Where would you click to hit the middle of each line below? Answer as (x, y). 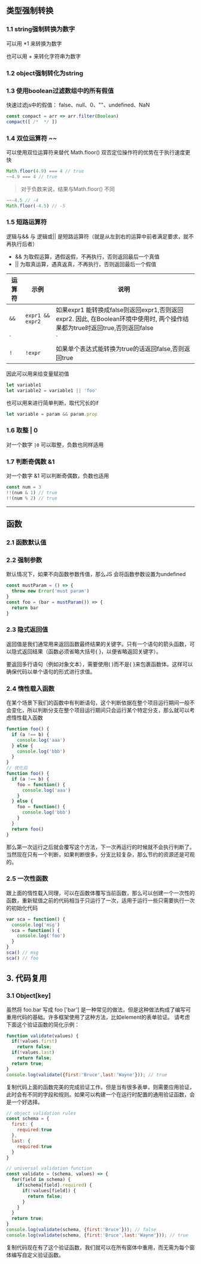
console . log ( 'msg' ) (36, 925)
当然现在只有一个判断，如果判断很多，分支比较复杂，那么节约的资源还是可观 (100, 854)
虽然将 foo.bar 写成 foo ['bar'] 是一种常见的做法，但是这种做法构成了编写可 (99, 1009)
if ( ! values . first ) (35, 1041)
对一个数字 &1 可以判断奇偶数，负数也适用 (58, 476)
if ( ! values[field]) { (49, 1190)
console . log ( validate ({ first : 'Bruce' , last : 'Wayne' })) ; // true (87, 1075)
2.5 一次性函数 (27, 879)
